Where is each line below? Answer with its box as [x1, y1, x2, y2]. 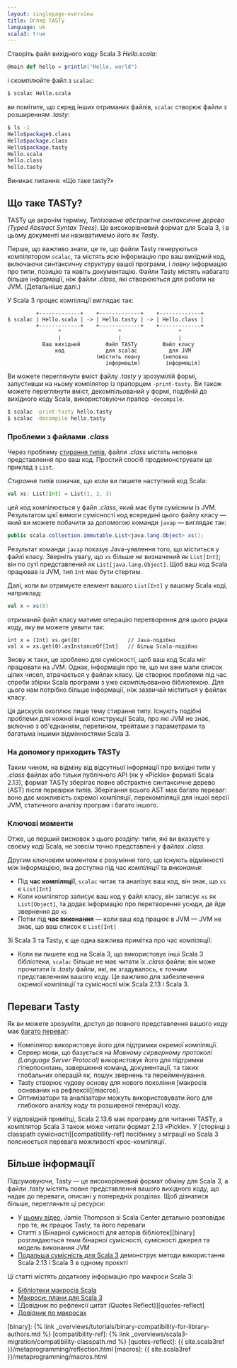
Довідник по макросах [17, 1308, 87, 1317]
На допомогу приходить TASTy [7, 746, 121, 756]
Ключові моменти [7, 818, 74, 828]
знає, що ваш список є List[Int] [17, 922, 117, 931]
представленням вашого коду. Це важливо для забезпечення [17, 973, 204, 981]
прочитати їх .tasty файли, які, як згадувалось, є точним [17, 965, 187, 973]
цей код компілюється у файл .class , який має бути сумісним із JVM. [7, 503, 217, 512]
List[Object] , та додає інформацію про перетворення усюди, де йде [17, 900, 226, 908]
